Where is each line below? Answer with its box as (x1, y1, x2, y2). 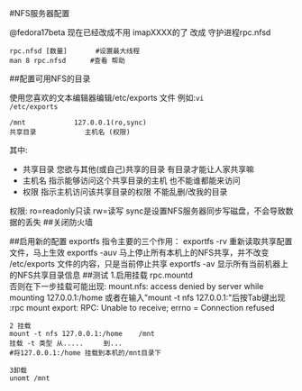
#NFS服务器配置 (9, 8, 70, 18)
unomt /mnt (9, 374, 50, 383)
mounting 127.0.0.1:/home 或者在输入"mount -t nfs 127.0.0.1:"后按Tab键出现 (9, 292, 286, 303)
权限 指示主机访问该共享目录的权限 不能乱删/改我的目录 (22, 186, 228, 196)
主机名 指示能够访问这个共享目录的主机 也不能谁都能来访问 (22, 175, 241, 186)
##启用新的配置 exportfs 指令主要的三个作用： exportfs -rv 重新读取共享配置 (9, 236, 293, 246)
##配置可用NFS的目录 (9, 73, 91, 84)
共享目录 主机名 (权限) (9, 128, 131, 137)
